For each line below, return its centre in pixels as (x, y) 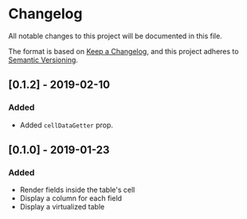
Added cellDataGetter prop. (67, 125)
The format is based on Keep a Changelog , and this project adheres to (123, 51)
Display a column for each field (71, 198)
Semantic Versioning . (43, 60)
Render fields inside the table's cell (77, 190)
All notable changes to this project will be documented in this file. (116, 36)
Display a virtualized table (62, 207)
